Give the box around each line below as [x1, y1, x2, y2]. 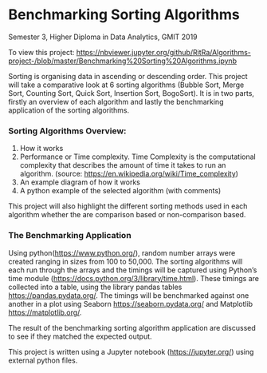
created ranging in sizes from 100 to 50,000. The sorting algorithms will [8, 256, 243, 266]
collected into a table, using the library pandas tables [8, 282, 183, 292]
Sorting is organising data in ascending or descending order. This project [8, 71, 249, 81]
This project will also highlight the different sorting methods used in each [8, 201, 248, 211]
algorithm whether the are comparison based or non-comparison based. [8, 210, 246, 220]
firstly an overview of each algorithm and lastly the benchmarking [8, 97, 224, 106]
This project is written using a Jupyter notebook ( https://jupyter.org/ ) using [8, 347, 254, 356]
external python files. [8, 355, 78, 365]
